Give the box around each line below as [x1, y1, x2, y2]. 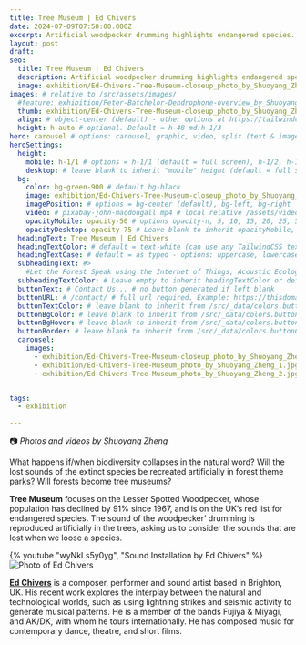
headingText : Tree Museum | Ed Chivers [17, 233, 169, 242]
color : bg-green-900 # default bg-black [25, 183, 181, 192]
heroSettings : [9, 140, 64, 149]
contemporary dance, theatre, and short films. [9, 626, 182, 637]
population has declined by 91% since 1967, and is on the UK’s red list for [9, 503, 283, 515]
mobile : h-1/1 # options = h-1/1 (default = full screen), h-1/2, [25, 157, 283, 167]
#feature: [17, 97, 55, 107]
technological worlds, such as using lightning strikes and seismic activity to [9, 597, 292, 608]
